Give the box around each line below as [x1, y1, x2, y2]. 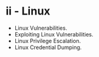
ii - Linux [5, 4, 51, 18]
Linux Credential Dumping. [14, 44, 82, 51]
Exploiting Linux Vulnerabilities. [14, 30, 94, 38]
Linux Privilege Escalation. [14, 37, 81, 44]
